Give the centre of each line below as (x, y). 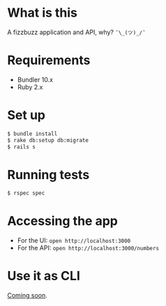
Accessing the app (63, 221)
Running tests (48, 175)
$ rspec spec (26, 193)
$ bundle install (32, 134)
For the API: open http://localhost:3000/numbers (88, 248)
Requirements (49, 60)
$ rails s (22, 147)
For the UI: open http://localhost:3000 (74, 240)
